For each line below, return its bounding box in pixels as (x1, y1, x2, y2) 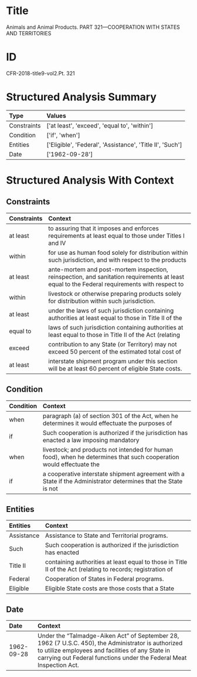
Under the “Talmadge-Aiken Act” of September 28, (38, 632, 179, 640)
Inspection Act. (38, 661, 79, 669)
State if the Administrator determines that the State (43, 477, 183, 485)
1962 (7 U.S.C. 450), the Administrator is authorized (38, 639, 183, 647)
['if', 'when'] (46, 131, 80, 139)
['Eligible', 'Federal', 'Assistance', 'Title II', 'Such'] (46, 140, 182, 149)
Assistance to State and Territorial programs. (45, 531, 168, 540)
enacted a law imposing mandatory (43, 436, 140, 444)
